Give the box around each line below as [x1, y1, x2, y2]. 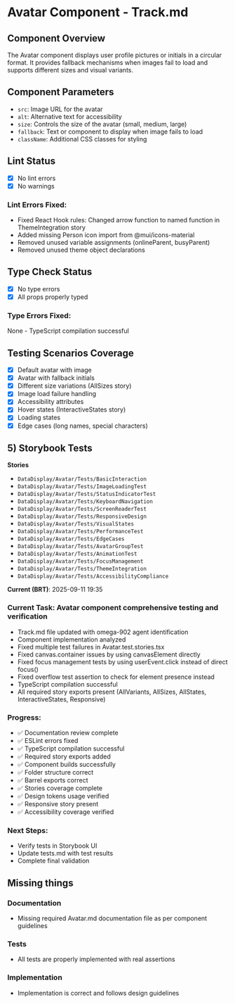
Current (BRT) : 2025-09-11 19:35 [7, 585, 103, 594]
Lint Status [7, 155, 56, 167]
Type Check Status [7, 266, 93, 278]
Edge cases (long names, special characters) [17, 421, 149, 430]
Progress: [7, 712, 42, 722]
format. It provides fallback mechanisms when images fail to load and [7, 58, 208, 67]
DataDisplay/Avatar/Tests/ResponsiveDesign [17, 513, 147, 521]
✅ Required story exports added [17, 752, 111, 761]
